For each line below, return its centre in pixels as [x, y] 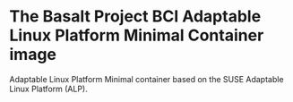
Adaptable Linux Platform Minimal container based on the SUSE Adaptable [146, 79]
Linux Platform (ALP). [48, 89]
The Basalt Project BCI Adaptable [135, 17]
